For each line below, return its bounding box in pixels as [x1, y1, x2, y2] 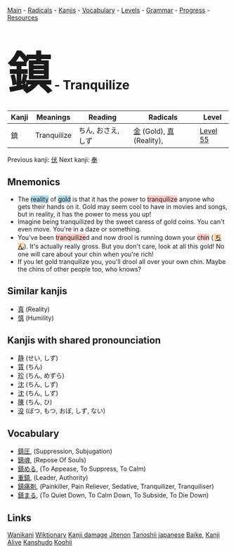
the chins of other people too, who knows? [17, 265, 142, 273]
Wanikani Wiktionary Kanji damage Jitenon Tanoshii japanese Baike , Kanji [7, 530, 220, 539]
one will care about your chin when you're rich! [17, 250, 155, 258]
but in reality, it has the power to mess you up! [17, 210, 152, 218]
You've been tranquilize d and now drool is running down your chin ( [17, 233, 214, 241]
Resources [7, 13, 39, 22]
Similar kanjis [7, 285, 68, 298]
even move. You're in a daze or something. [17, 224, 142, 233]
